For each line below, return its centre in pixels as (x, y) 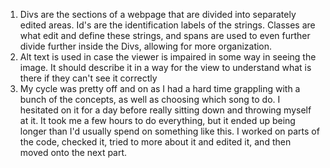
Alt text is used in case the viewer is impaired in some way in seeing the (168, 57)
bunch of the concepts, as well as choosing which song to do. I (150, 99)
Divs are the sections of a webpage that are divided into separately (158, 14)
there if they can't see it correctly (88, 78)
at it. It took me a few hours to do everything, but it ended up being (157, 120)
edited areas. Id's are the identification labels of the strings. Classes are (167, 25)
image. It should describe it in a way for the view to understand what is (165, 67)
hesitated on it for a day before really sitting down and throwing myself (165, 110)
